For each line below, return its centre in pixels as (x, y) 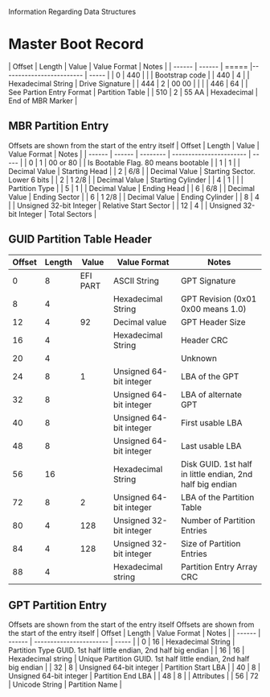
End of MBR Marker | (43, 101)
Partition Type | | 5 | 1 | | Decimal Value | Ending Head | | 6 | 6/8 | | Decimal (132, 188)
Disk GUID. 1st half (217, 464)
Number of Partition (218, 521)
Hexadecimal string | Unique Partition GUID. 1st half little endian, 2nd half (129, 659)
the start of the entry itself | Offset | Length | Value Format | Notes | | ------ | (135, 633)
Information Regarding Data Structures (72, 12)
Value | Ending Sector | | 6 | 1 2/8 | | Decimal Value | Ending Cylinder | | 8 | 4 (134, 197)
